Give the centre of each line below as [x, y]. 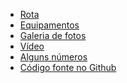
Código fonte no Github [68, 67]
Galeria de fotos [53, 35]
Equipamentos [49, 25]
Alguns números [53, 57]
